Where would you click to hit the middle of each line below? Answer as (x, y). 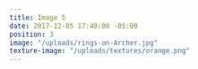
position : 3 (31, 34)
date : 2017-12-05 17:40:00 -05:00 (74, 26)
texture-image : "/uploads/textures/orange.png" (100, 51)
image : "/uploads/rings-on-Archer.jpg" (84, 43)
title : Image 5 (38, 17)
